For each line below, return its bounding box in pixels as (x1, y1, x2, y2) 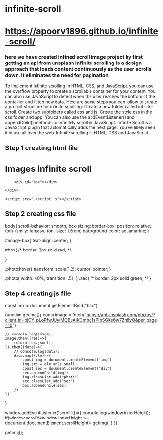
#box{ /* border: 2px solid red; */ (5, 247, 72, 252)
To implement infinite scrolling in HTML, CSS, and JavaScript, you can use (5, 83, 154, 89)
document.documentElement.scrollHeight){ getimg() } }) (5, 420, 118, 426)
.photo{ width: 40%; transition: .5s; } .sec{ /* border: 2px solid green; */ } (5, 275, 152, 281)
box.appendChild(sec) (22, 383, 67, 388)
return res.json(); (14, 340, 54, 345)
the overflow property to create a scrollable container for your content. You (5, 88, 156, 94)
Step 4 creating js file (5, 290, 71, 298)
